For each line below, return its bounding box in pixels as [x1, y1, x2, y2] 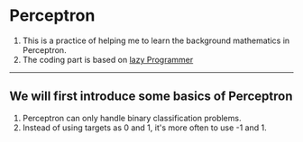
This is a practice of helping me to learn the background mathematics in [22, 35, 290, 46]
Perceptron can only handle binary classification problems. [22, 112, 242, 123]
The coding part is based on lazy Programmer [22, 54, 194, 65]
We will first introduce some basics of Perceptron [9, 89, 293, 104]
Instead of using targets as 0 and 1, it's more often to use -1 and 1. [22, 122, 268, 133]
